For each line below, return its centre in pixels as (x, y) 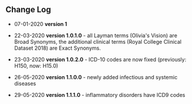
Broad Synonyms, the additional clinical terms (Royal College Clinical (97, 41)
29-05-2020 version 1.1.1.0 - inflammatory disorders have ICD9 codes (100, 95)
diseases (25, 83)
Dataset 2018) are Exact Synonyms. (57, 48)
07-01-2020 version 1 (40, 24)
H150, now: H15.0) (36, 66)
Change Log (28, 10)
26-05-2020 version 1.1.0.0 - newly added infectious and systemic (96, 77)
